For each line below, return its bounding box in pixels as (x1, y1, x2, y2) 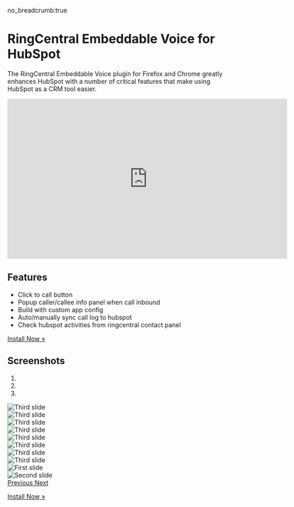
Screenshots (7, 355, 65, 367)
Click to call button (17, 290, 73, 299)
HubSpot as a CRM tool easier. (7, 85, 97, 93)
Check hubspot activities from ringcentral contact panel (17, 320, 181, 329)
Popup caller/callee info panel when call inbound (17, 298, 160, 306)
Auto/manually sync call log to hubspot (17, 313, 133, 321)
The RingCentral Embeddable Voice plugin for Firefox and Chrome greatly (7, 69, 223, 78)
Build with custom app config (17, 305, 104, 314)
